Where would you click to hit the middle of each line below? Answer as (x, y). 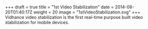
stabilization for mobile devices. (37, 22)
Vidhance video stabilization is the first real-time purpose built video (74, 17)
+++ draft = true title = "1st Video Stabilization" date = (60, 7)
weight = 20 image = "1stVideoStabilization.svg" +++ (87, 12)
